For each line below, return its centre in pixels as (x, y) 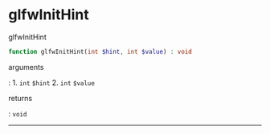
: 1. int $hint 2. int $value (51, 83)
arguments (26, 67)
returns (20, 98)
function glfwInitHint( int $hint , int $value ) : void (100, 51)
